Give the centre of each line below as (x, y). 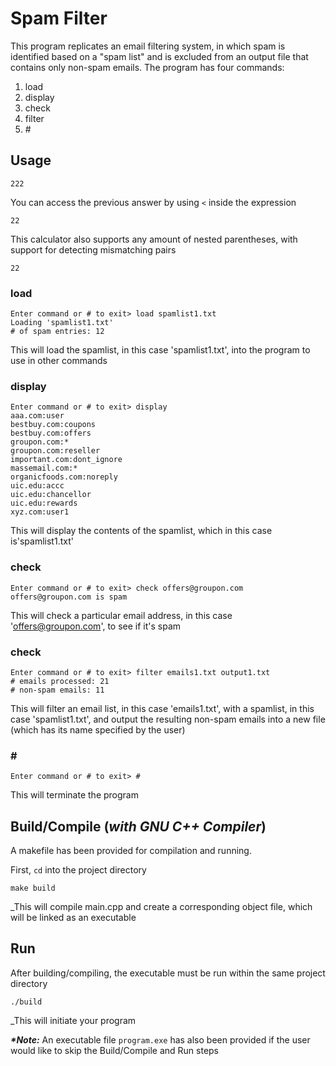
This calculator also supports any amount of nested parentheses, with (154, 239)
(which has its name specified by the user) (98, 729)
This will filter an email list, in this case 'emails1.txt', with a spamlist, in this (162, 708)
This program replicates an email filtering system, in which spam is (148, 46)
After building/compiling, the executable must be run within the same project (168, 973)
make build (33, 888)
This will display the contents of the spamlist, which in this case (141, 531)
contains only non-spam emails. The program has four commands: (147, 67)
